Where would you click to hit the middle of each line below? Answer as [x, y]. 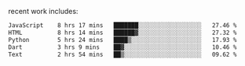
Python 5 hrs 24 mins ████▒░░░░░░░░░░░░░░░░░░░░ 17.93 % [122, 40]
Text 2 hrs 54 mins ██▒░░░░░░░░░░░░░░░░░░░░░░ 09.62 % [122, 54]
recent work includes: [43, 11]
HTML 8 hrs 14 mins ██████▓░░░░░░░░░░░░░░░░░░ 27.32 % [122, 33]
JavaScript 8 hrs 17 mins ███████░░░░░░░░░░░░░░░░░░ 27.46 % [122, 26]
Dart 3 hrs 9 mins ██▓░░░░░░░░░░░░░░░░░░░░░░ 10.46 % [122, 47]
